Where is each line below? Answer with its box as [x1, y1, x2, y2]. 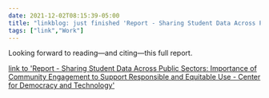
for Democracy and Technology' [8, 80, 115, 90]
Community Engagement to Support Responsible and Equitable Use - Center [8, 73, 261, 82]
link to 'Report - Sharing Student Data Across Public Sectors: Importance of [8, 64, 258, 73]
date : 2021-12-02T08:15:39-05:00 [8, 11, 120, 20]
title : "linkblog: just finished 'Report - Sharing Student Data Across [8, 19, 256, 27]
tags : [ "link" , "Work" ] [8, 26, 84, 34]
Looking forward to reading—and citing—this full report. [8, 49, 193, 58]
